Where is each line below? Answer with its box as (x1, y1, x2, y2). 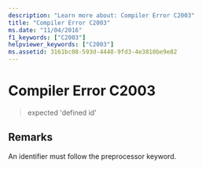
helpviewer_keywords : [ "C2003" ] (8, 41, 114, 49)
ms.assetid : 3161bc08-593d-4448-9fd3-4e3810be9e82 (8, 48, 178, 56)
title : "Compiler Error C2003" (8, 19, 111, 27)
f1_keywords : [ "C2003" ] (8, 33, 86, 42)
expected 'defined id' (27, 108, 97, 117)
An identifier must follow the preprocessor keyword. (8, 151, 177, 161)
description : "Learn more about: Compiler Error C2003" (8, 11, 195, 20)
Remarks (8, 130, 53, 144)
